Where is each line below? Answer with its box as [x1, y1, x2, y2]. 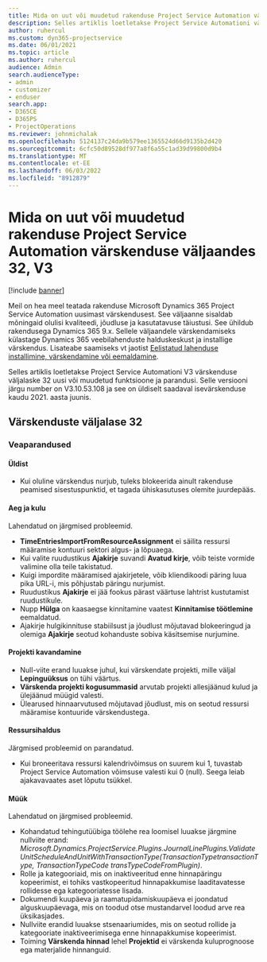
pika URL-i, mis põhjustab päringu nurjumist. [19, 578, 165, 588]
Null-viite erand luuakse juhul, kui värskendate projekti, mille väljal [19, 665, 236, 674]
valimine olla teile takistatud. [19, 561, 113, 571]
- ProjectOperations [8, 122, 77, 130]
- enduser [8, 93, 41, 101]
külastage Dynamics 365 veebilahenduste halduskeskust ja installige [8, 335, 233, 344]
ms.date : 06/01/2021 [8, 41, 77, 49]
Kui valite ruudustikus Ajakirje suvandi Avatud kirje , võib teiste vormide [19, 553, 255, 563]
